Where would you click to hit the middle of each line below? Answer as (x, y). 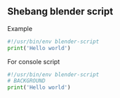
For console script (34, 61)
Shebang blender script (60, 12)
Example (20, 28)
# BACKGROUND (26, 81)
